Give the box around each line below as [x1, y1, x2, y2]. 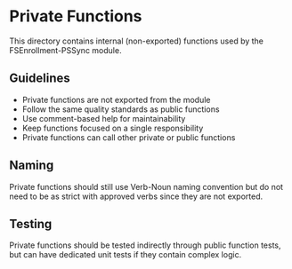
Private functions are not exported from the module [21, 94, 211, 105]
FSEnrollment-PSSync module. [9, 44, 122, 55]
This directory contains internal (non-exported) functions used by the [9, 36, 264, 46]
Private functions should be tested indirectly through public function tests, [9, 240, 282, 250]
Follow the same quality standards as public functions [21, 104, 220, 115]
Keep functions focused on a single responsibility [21, 123, 204, 133]
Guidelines [9, 71, 70, 86]
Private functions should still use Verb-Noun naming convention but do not [9, 181, 283, 192]
